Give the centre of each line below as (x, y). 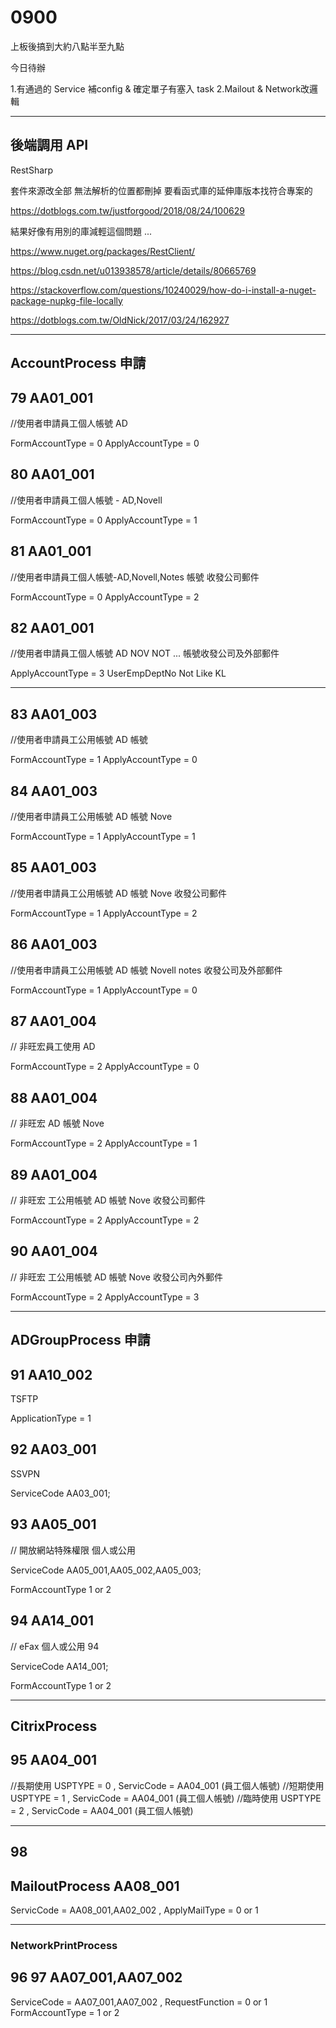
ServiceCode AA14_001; (59, 1666)
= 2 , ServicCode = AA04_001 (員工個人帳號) (102, 1810)
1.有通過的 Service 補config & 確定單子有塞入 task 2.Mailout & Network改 (160, 88)
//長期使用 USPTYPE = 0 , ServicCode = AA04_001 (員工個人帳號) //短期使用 (167, 1785)
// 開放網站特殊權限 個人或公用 (73, 1550)
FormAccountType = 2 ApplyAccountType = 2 (105, 1220)
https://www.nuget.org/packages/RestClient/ (103, 251)
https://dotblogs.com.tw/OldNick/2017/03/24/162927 (120, 320)
